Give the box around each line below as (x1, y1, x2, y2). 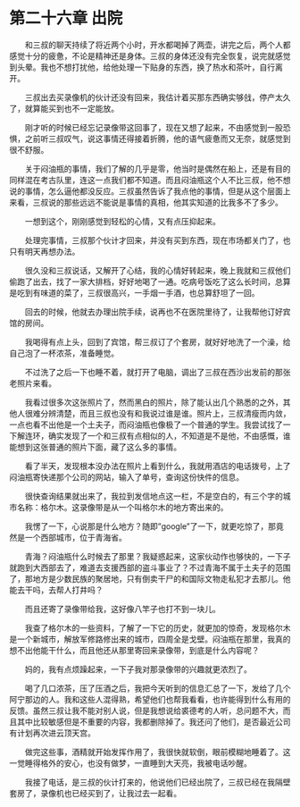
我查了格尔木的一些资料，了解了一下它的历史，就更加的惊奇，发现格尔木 (24, 622, 291, 633)
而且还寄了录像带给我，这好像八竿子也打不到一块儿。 (24, 603, 221, 614)
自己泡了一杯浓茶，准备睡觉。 (9, 348, 119, 358)
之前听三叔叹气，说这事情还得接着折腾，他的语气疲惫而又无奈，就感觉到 (24, 133, 291, 144)
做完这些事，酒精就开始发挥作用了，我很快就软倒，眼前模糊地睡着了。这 (24, 746, 291, 757)
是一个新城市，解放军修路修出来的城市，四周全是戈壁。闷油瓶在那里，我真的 (9, 634, 291, 644)
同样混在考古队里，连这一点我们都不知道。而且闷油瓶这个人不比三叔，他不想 (9, 174, 291, 185)
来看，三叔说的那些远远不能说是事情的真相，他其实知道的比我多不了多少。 (9, 197, 283, 207)
